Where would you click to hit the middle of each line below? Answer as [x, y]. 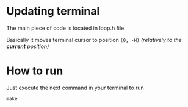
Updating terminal [53, 11]
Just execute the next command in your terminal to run [75, 88]
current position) [28, 46]
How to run [35, 71]
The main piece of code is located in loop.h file [65, 28]
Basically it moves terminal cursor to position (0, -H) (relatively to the [94, 40]
